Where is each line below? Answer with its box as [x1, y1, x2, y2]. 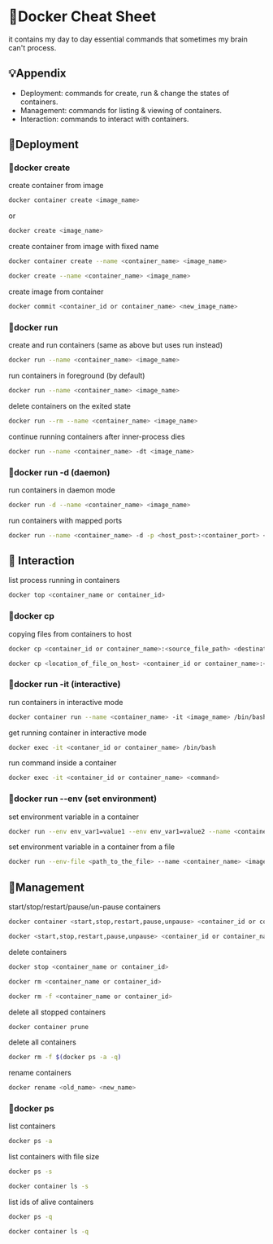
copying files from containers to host [8, 629, 132, 638]
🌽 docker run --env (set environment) [8, 793, 157, 804]
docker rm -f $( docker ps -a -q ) [8, 1053, 122, 1062]
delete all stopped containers [8, 1007, 106, 1017]
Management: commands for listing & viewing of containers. [19, 105, 222, 115]
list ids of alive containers [8, 1197, 94, 1207]
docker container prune [8, 1023, 89, 1031]
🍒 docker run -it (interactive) [8, 679, 121, 690]
